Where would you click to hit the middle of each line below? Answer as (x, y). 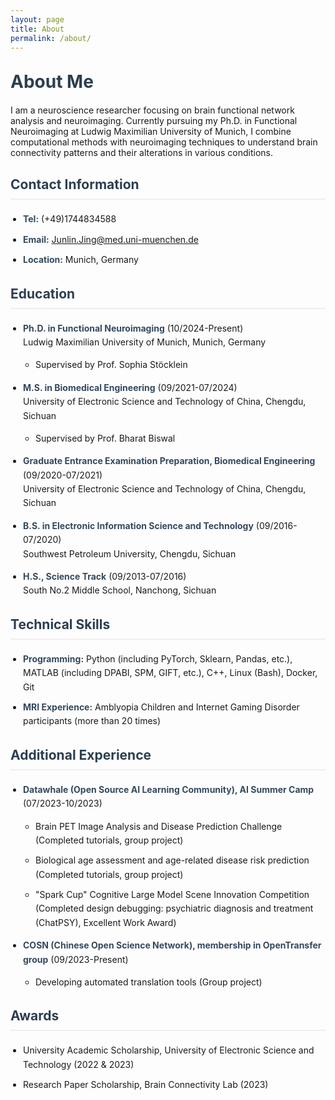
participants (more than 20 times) (92, 721)
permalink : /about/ (51, 38)
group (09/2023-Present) (76, 959)
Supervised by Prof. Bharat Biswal (105, 438)
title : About (37, 29)
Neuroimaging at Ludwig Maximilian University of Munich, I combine (151, 132)
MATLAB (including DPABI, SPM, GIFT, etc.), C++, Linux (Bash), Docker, (170, 673)
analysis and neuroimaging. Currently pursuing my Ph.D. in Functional (154, 121)
